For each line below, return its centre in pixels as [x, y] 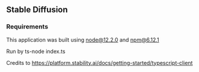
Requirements [27, 27]
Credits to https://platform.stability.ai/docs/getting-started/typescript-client [99, 62]
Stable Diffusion [37, 10]
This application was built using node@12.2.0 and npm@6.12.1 [83, 40]
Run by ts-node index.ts [36, 51]
